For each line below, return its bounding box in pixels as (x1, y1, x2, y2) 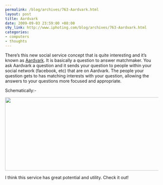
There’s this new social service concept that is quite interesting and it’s (5, 52, 147, 58)
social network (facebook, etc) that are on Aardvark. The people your (5, 68, 144, 74)
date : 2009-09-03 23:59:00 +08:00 (5, 20, 75, 26)
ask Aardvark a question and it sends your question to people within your (5, 62, 152, 68)
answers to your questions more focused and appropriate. (5, 78, 122, 84)
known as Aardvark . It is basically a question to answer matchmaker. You (5, 57, 151, 63)
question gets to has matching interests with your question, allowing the (5, 73, 149, 78)
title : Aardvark (5, 16, 38, 21)
